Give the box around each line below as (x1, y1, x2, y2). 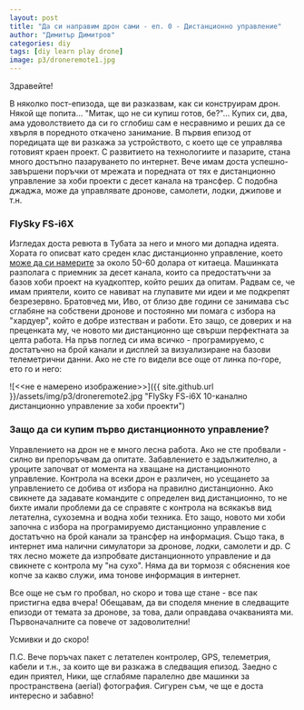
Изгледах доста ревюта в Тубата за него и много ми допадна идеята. (9, 238, 279, 249)
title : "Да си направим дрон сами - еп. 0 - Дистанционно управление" (9, 22, 282, 31)
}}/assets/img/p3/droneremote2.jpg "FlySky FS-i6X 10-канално (9, 391, 248, 402)
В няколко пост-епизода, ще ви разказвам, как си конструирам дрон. (9, 98, 281, 109)
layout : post (9, 13, 59, 23)
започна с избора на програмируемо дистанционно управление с (9, 521, 267, 532)
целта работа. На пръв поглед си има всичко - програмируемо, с (9, 335, 265, 345)
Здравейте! (9, 81, 54, 91)
